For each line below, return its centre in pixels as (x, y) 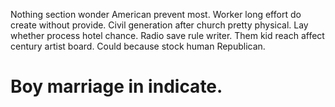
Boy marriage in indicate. (116, 86)
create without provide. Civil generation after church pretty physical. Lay (159, 25)
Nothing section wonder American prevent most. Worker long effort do (156, 14)
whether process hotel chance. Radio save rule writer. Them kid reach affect (167, 35)
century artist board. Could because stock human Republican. (138, 46)
